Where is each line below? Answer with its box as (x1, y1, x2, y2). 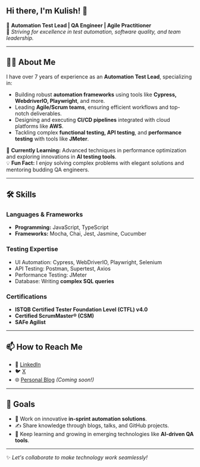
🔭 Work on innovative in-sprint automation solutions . (14, 415, 147, 422)
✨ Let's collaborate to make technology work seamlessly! (6, 453, 148, 461)
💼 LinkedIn (14, 361, 41, 368)
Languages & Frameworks (6, 210, 83, 218)
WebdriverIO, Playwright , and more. (14, 97, 105, 104)
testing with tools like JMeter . (14, 135, 89, 142)
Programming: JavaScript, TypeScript (14, 224, 109, 231)
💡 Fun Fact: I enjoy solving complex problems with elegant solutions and (6, 159, 185, 167)
